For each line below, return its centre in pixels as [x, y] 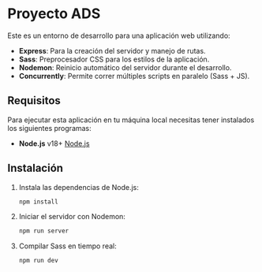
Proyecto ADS [54, 14]
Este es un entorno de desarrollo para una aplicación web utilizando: [119, 35]
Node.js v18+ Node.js [54, 143]
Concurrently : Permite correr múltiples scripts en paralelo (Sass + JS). [134, 76]
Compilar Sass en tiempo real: [67, 246]
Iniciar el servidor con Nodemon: [72, 217]
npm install [38, 202]
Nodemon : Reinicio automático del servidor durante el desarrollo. [125, 67]
